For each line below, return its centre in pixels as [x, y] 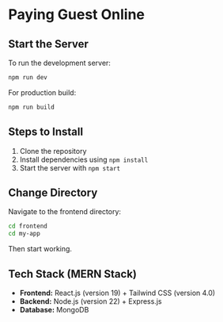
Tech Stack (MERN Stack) [72, 274]
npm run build [32, 107]
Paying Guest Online [76, 15]
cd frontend [28, 226]
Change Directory [53, 192]
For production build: [42, 92]
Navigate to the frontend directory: [64, 212]
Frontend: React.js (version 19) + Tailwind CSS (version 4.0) [117, 293]
